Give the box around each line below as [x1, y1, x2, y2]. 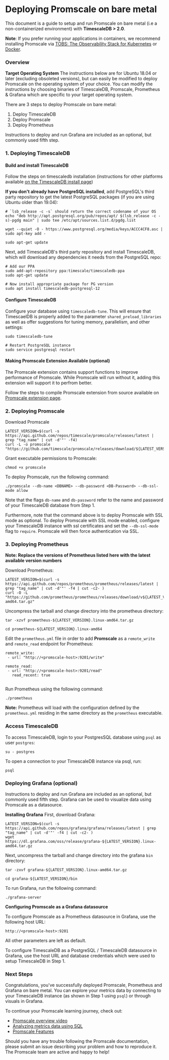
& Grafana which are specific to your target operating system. [5, 92, 133, 98]
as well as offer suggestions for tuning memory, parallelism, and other [5, 319, 150, 325]
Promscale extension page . [5, 395, 62, 401]
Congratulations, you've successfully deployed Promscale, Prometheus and [5, 982, 162, 988]
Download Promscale [5, 419, 49, 425]
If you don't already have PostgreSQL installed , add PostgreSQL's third [5, 188, 154, 195]
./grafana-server [5, 895, 42, 900]
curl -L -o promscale [5, 442, 51, 447]
